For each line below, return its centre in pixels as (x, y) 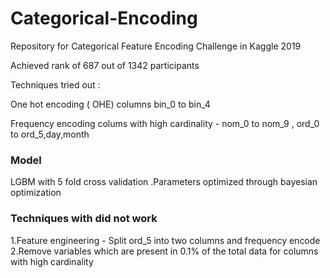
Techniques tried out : (55, 84)
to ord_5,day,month (50, 134)
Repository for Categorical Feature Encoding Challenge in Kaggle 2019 (156, 46)
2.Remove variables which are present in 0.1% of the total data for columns (164, 251)
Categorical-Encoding (104, 18)
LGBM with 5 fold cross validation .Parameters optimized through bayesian (164, 182)
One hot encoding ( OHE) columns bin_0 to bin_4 (110, 104)
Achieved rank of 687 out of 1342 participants (105, 65)
